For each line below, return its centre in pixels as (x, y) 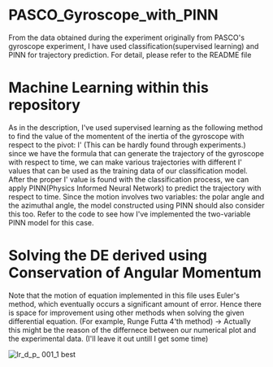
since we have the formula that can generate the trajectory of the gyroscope (136, 153)
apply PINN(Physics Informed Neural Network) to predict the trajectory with (135, 188)
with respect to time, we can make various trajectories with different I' (125, 162)
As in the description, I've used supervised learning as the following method (136, 127)
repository (45, 105)
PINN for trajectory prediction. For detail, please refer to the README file (130, 55)
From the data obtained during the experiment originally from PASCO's (127, 37)
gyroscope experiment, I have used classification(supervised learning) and (134, 46)
